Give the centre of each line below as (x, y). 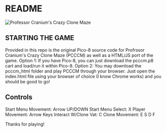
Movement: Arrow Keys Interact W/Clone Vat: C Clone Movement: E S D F (80, 114)
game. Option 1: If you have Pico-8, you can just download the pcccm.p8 (79, 61)
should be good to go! (28, 81)
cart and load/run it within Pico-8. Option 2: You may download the (73, 66)
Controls (19, 97)
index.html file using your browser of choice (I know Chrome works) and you (83, 76)
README (24, 9)
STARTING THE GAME (40, 38)
